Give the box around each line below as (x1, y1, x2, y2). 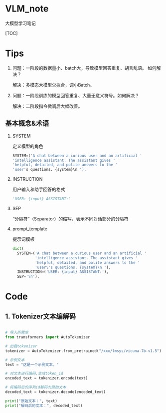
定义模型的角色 (12, 143, 43, 149)
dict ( (12, 246, 24, 251)
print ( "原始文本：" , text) (5, 398, 57, 403)
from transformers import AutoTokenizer (5, 335, 91, 340)
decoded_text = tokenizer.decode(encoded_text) (5, 389, 106, 394)
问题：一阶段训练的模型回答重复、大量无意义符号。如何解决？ (12, 92, 140, 98)
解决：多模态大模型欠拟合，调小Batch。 (12, 82, 95, 88)
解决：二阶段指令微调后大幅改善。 (12, 103, 83, 109)
